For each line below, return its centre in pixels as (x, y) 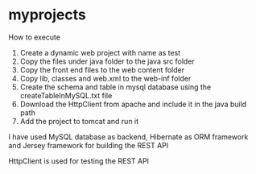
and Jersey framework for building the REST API (89, 145)
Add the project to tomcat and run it (79, 121)
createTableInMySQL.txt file (66, 95)
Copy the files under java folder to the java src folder (107, 61)
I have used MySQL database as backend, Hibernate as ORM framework (128, 137)
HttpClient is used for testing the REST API (79, 161)
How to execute (34, 37)
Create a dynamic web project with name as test (100, 52)
